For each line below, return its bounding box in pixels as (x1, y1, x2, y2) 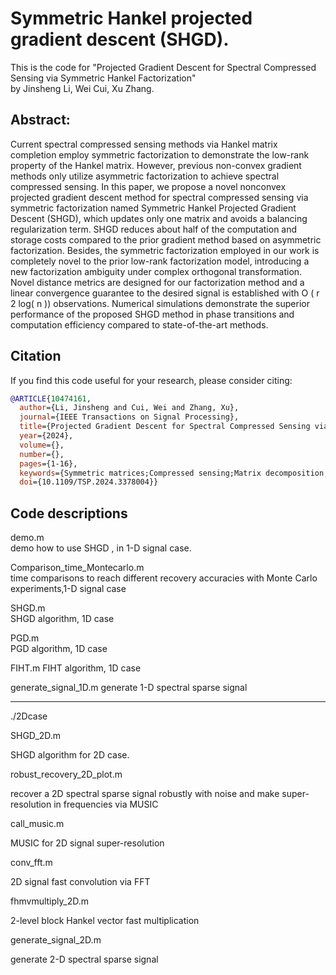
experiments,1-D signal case (10, 583, 127, 595)
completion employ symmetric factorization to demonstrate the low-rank (10, 148, 310, 161)
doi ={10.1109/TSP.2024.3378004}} (19, 477, 159, 487)
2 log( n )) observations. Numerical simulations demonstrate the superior (10, 297, 310, 309)
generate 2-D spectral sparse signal (10, 953, 159, 966)
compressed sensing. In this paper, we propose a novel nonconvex (10, 180, 287, 192)
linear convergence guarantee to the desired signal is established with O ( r (10, 287, 320, 299)
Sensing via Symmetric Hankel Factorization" (10, 72, 197, 84)
